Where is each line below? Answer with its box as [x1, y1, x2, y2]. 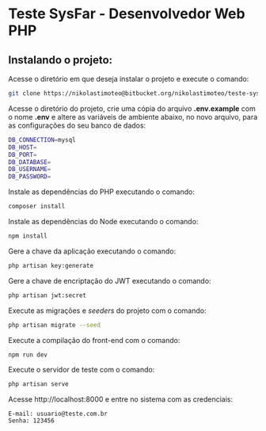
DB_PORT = [8, 151, 37, 158]
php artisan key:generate [8, 261, 93, 269]
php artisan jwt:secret [8, 291, 87, 299]
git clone [8, 90, 41, 97]
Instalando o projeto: [8, 53, 113, 67]
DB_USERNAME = [8, 166, 51, 174]
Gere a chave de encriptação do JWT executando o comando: [8, 276, 211, 285]
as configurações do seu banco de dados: [8, 120, 146, 130]
